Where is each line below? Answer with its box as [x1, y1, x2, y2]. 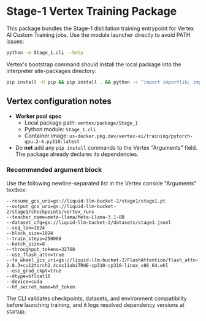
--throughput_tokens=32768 [6, 246, 75, 252]
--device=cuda [6, 278, 43, 285]
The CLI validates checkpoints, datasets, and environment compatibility [6, 295, 187, 302]
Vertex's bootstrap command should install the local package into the [6, 60, 181, 68]
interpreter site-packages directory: [6, 67, 97, 74]
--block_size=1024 [6, 230, 53, 236]
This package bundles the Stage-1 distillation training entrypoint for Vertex [6, 25, 194, 32]
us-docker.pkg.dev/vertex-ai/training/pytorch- [69, 133, 193, 139]
